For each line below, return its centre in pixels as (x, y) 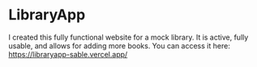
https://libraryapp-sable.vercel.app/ (68, 54)
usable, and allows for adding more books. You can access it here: (120, 45)
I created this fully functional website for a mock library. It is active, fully (128, 37)
